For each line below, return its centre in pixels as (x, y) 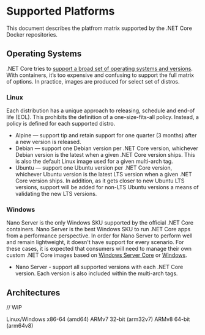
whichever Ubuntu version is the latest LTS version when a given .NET (104, 175)
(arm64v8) (20, 326)
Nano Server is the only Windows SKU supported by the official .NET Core (100, 223)
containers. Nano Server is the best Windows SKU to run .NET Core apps (99, 229)
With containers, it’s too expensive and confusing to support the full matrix (100, 75)
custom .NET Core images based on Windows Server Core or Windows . (97, 255)
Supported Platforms (61, 11)
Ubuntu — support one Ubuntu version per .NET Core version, (94, 168)
